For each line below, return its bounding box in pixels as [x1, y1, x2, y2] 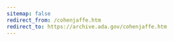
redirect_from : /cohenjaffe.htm [6, 17, 101, 24]
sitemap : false [6, 10, 51, 17]
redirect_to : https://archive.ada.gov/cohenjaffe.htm [6, 23, 168, 30]
